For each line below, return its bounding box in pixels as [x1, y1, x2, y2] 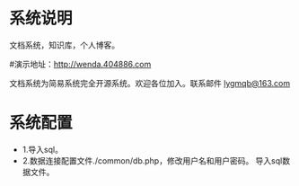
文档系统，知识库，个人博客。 [9, 40, 119, 50]
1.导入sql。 [22, 144, 63, 155]
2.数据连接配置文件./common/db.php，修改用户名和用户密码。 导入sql [22, 155, 283, 166]
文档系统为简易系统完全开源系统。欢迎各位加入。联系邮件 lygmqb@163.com [9, 77, 290, 88]
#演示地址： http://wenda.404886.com [9, 58, 152, 69]
